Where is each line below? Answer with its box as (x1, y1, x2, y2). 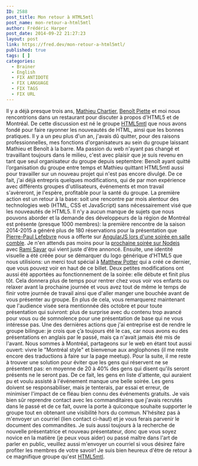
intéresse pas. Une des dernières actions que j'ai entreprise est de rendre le (6, 321, 191, 328)
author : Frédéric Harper (6, 25, 67, 31)
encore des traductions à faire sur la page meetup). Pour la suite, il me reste (6, 352, 191, 360)
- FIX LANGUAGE (11, 80, 49, 86)
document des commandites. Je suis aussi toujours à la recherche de (6, 421, 176, 429)
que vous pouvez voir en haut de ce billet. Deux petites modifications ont (6, 264, 184, 271)
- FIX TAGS (11, 86, 38, 92)
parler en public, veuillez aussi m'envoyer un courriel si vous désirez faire (6, 440, 185, 447)
